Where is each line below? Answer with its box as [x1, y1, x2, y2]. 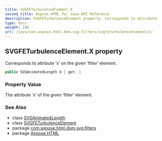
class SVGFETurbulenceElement [12, 120, 77, 126]
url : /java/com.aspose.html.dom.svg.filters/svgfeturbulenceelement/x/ [5, 29, 153, 34]
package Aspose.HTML [12, 130, 60, 136]
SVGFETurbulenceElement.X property [5, 47, 123, 56]
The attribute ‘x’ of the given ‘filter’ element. [5, 92, 93, 98]
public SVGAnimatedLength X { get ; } [5, 70, 81, 74]
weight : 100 [5, 25, 29, 30]
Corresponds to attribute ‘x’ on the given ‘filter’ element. [5, 60, 117, 66]
